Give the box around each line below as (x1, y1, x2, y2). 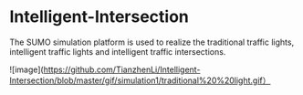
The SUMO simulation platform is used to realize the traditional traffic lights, (9, 37, 295, 47)
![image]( (9, 64, 44, 75)
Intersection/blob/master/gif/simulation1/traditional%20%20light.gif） (9, 75, 271, 86)
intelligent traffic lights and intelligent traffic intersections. (9, 46, 226, 57)
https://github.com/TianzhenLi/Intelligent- (43, 64, 201, 75)
